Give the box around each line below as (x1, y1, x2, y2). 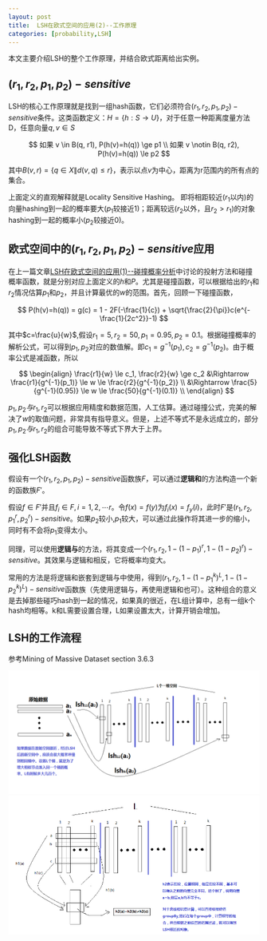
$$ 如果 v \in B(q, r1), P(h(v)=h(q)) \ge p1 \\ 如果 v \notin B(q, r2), (28, 140, 240, 149)
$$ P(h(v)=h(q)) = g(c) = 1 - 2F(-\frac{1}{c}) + (17, 305, 167, 315)
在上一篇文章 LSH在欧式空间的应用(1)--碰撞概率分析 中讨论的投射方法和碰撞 (8, 266, 253, 276)
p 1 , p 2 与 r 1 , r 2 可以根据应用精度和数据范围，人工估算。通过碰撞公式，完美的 (8, 403, 250, 415)
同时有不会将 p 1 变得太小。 (8, 525, 92, 537)
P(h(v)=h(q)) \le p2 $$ (97, 149, 171, 159)
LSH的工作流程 (8, 631, 82, 645)
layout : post (8, 13, 52, 21)
